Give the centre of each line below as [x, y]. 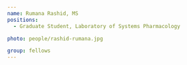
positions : [23, 20]
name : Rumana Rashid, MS [43, 13]
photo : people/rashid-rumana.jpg [55, 38]
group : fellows [29, 51]
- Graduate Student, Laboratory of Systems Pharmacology [97, 26]
